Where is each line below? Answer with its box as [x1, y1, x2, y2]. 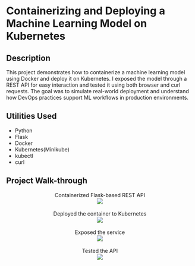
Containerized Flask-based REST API [54, 191, 146, 198]
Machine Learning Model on [6, 17, 147, 30]
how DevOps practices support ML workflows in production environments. [6, 94, 189, 101]
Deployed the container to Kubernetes [53, 210, 147, 217]
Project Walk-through [6, 176, 88, 186]
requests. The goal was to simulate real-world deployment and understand [6, 88, 189, 94]
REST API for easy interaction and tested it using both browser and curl [6, 81, 181, 88]
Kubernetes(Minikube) [14, 145, 70, 153]
